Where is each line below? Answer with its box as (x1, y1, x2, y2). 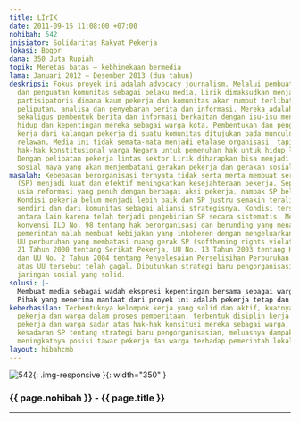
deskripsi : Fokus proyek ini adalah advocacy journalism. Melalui (9, 79, 262, 88)
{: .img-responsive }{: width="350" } (32, 369, 167, 380)
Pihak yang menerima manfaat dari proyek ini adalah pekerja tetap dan (17, 295, 290, 304)
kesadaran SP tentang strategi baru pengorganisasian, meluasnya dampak (17, 328, 294, 337)
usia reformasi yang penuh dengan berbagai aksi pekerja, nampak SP (17, 187, 278, 196)
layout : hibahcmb (9, 344, 74, 353)
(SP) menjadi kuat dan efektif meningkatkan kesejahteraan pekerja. (17, 179, 278, 188)
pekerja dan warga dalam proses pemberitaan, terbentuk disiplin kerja (17, 311, 290, 321)
